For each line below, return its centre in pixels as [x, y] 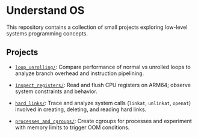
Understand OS [45, 11]
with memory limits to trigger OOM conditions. [72, 127]
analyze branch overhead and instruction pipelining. [79, 73]
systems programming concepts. [47, 33]
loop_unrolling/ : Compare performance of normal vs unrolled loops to [103, 67]
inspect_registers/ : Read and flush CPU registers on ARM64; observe [103, 85]
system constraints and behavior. [56, 91]
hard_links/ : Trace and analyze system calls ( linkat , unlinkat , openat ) [103, 103]
